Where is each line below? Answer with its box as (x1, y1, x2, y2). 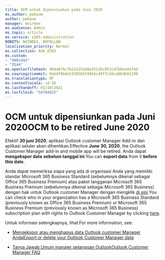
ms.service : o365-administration (5, 35, 74, 40)
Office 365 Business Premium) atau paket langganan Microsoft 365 (5, 179, 142, 185)
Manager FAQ (12, 250, 41, 256)
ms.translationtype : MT (5, 76, 54, 81)
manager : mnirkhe (5, 21, 41, 26)
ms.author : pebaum (5, 12, 43, 17)
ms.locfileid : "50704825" (5, 90, 58, 95)
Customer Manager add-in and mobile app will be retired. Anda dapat (5, 149, 147, 154)
